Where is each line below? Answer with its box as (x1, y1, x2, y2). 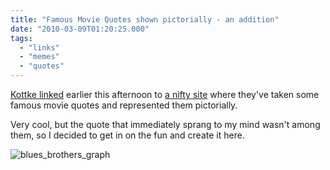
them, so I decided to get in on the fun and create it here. (10, 129, 245, 141)
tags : (10, 33, 33, 43)
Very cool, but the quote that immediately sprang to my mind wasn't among (10, 119, 321, 130)
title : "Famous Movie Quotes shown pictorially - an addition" (10, 14, 280, 25)
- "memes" (19, 52, 60, 62)
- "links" (19, 42, 60, 53)
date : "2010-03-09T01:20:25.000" (10, 24, 150, 34)
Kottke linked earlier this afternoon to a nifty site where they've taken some (10, 89, 320, 100)
